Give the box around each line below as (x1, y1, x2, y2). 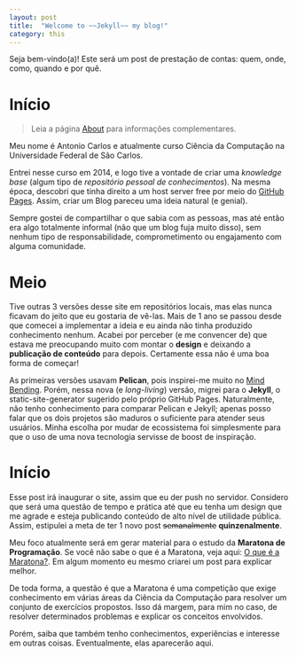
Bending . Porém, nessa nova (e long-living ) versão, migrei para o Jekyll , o (9, 385, 281, 395)
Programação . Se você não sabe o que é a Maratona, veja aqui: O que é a (9, 547, 280, 558)
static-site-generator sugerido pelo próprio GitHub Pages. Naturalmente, (9, 394, 275, 404)
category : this (9, 29, 66, 38)
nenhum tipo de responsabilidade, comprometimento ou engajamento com (9, 231, 282, 242)
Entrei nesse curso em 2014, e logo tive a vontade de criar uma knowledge (9, 168, 282, 178)
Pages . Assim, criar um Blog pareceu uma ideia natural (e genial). (9, 196, 248, 207)
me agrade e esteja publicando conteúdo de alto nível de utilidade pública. (9, 511, 282, 521)
